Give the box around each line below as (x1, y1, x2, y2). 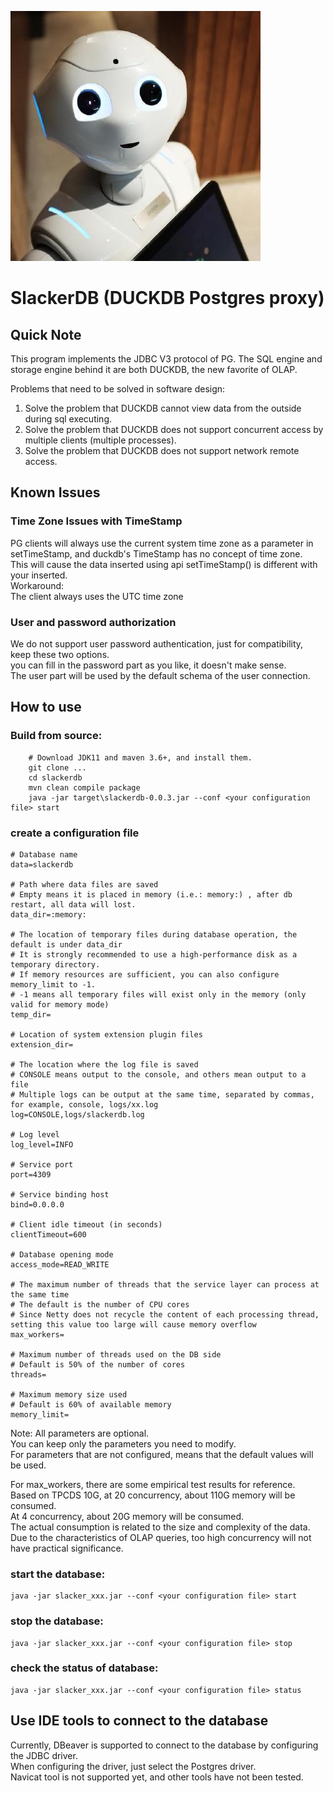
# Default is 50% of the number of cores (10, 1359, 186, 1370)
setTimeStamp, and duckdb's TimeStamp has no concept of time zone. (10, 547, 303, 560)
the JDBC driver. (10, 1749, 78, 1761)
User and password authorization (10, 615, 177, 629)
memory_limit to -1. (10, 979, 97, 990)
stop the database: (10, 1614, 104, 1628)
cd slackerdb (28, 772, 83, 783)
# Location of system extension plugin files (10, 1029, 203, 1040)
